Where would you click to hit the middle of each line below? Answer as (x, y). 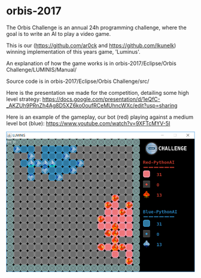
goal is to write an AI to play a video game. (59, 33)
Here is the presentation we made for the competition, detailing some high (98, 92)
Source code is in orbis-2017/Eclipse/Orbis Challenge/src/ (78, 81)
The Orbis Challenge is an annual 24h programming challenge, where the (96, 27)
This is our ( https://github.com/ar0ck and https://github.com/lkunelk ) (91, 45)
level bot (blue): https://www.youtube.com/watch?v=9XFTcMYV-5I (88, 123)
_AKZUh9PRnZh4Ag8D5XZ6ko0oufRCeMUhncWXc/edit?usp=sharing (92, 105)
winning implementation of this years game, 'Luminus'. (73, 51)
